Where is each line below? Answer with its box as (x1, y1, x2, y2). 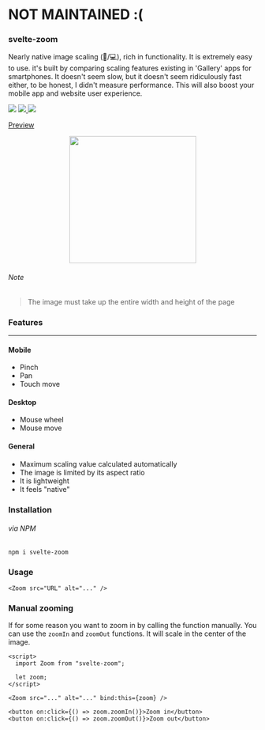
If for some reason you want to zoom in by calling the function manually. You (8, 621, 257, 630)
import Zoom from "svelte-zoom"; (15, 660, 125, 668)
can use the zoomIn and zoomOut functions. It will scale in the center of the (8, 629, 247, 638)
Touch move (19, 380, 61, 389)
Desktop (8, 397, 37, 407)
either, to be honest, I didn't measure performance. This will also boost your (8, 81, 255, 90)
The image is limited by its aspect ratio (19, 467, 145, 477)
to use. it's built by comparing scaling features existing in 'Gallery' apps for (8, 63, 252, 73)
